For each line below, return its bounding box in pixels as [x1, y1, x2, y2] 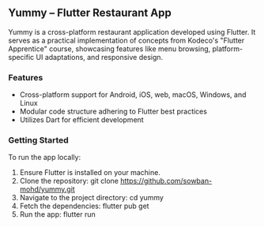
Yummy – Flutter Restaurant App [8, 6, 172, 20]
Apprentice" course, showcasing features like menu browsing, [8, 43, 211, 54]
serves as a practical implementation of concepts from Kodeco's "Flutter [8, 35, 245, 45]
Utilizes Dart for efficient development [19, 115, 144, 125]
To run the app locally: [8, 153, 81, 162]
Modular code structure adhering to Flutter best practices [19, 106, 208, 117]
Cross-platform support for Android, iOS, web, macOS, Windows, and [19, 90, 247, 99]
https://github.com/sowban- [119, 177, 213, 186]
